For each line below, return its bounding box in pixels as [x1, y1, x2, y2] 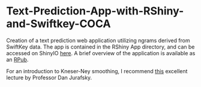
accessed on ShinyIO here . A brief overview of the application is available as [6, 49, 196, 56]
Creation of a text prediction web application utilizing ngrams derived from [6, 37, 190, 44]
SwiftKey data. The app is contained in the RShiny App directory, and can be [6, 43, 195, 50]
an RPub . [6, 56, 29, 63]
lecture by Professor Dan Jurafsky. [6, 74, 92, 81]
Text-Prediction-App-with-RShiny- [6, 4, 184, 18]
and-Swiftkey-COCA [6, 17, 111, 31]
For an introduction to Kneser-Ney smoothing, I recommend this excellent [6, 67, 188, 74]
